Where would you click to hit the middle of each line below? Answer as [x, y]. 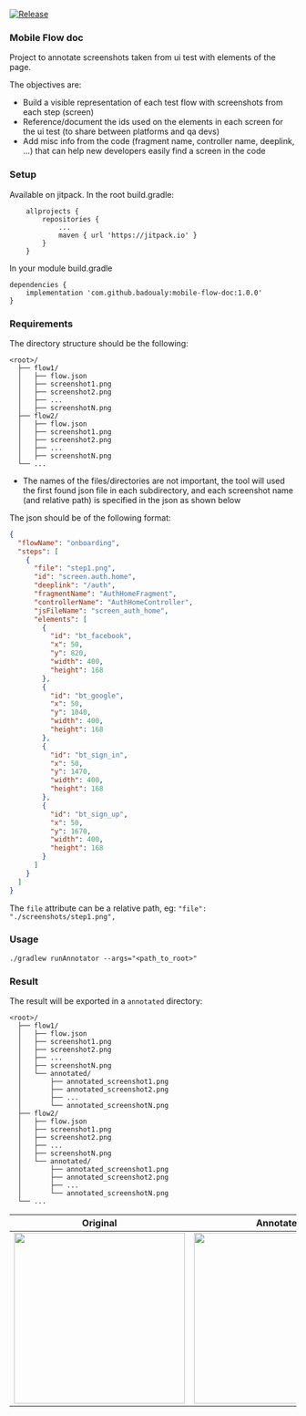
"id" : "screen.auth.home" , [85, 577]
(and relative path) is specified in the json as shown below [132, 500]
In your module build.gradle [61, 268]
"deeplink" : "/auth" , [75, 585]
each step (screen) [58, 112]
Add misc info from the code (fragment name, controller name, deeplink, [158, 141]
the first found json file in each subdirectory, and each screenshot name [158, 490]
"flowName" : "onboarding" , [69, 543]
